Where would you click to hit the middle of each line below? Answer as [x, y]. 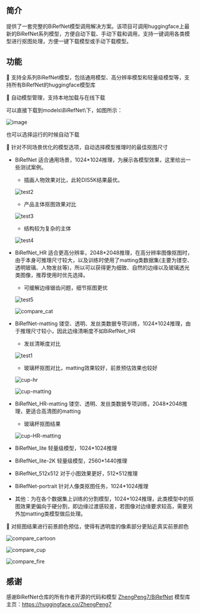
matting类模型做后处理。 [56, 513]
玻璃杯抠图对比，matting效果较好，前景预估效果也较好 [91, 368]
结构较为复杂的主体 [47, 228]
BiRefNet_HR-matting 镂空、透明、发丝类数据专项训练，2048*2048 [99, 403]
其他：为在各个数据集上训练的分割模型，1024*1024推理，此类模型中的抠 [104, 499]
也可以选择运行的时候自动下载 [43, 134]
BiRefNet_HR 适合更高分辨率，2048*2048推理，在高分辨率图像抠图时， [104, 252]
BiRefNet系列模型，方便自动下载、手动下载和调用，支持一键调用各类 [101, 33]
